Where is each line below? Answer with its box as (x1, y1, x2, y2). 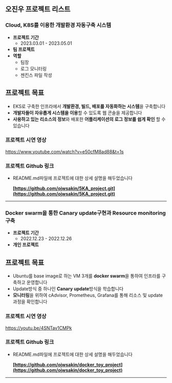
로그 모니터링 (20, 65, 47, 72)
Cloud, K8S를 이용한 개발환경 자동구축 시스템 (5, 22, 112, 29)
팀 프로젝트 (12, 46, 35, 53)
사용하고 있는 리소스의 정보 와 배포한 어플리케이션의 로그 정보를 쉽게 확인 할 (12, 116, 160, 122)
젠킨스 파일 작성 (20, 72, 52, 78)
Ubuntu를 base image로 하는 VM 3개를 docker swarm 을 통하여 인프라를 (12, 273, 161, 279)
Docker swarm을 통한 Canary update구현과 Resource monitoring (5, 210, 166, 217)
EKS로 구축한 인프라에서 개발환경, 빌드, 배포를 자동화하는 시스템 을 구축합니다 (12, 103, 166, 109)
